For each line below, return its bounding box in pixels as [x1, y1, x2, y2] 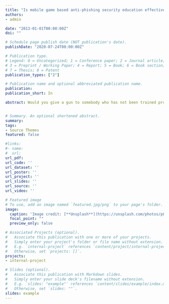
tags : [5, 123, 17, 128]
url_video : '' [5, 188, 35, 193]
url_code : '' [5, 160, 33, 165]
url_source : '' [5, 184, 37, 189]
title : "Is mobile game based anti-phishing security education [5, 7, 143, 13]
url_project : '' [5, 174, 39, 179]
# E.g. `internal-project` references [5, 244, 92, 249]
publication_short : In [5, 91, 53, 96]
